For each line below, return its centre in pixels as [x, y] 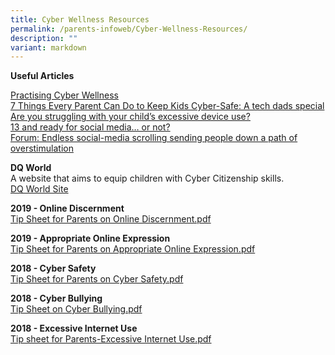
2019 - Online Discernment [67, 208]
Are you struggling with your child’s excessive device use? [130, 117]
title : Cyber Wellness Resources [80, 19]
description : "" [44, 38]
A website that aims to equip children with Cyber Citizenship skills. [147, 178]
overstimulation [42, 148]
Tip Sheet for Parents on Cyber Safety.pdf [97, 279]
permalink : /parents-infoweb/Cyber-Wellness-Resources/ [129, 29]
